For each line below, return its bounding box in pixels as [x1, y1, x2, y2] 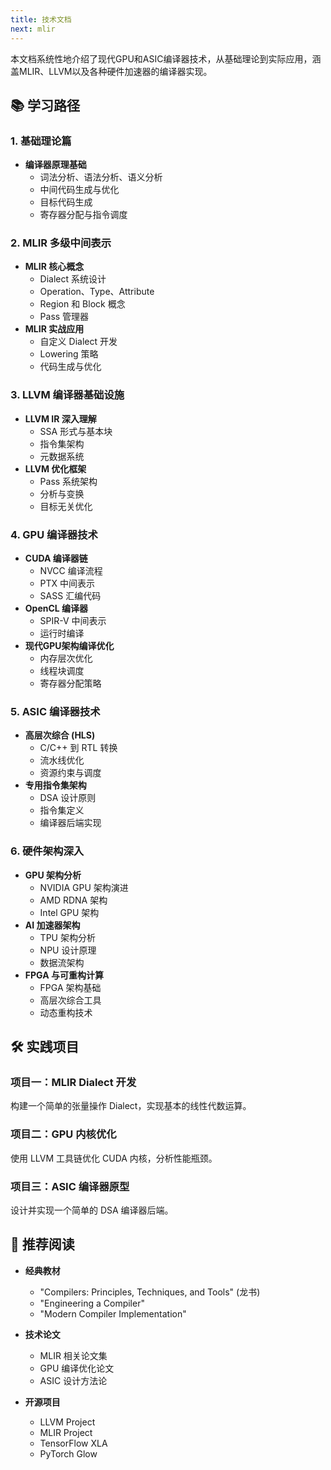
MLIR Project [39, 1426, 93, 1438]
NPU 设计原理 [39, 944, 97, 956]
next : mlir [10, 24, 56, 34]
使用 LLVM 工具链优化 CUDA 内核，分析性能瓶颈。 [10, 1152, 218, 1164]
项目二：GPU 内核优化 [10, 1127, 117, 1141]
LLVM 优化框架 [24, 462, 87, 475]
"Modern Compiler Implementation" [39, 1307, 187, 1320]
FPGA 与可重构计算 [24, 969, 104, 981]
